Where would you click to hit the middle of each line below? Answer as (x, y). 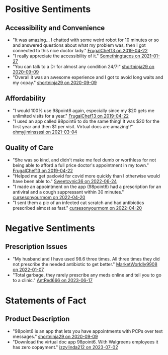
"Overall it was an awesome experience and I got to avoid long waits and (88, 77)
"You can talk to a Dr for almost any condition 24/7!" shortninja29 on (83, 67)
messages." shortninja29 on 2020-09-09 (55, 336)
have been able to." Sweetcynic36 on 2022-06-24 (65, 181)
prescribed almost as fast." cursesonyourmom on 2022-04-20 (77, 208)
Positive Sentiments (48, 9)
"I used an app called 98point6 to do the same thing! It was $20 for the (86, 121)
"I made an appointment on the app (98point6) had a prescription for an (87, 187)
